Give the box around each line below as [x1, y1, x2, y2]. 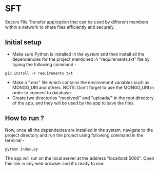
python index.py [5, 147, 38, 152]
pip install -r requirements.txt [5, 71, 73, 76]
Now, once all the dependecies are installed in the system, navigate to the [5, 127, 153, 133]
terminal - [5, 137, 25, 143]
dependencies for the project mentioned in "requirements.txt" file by [12, 56, 150, 62]
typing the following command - [12, 61, 77, 67]
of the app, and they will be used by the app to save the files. [12, 100, 135, 106]
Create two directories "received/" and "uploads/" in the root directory [12, 95, 154, 101]
